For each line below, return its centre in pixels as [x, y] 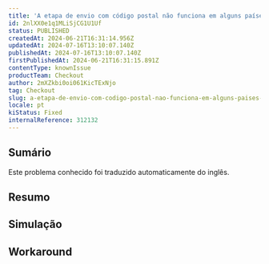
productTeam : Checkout [46, 75]
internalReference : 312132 [53, 120]
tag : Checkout [32, 90]
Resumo [29, 197]
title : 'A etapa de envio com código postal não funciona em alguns [125, 16]
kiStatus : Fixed [35, 113]
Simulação [35, 224]
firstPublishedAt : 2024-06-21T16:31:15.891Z [84, 61]
